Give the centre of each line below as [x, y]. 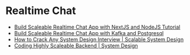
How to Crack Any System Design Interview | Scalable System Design [99, 39]
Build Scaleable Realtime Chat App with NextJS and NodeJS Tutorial [97, 27]
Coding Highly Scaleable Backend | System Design [76, 46]
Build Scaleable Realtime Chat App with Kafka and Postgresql [89, 33]
